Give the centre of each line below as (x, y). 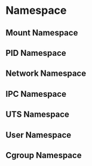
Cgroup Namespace (44, 155)
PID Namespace (36, 53)
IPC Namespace (36, 94)
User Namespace (39, 135)
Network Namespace (46, 74)
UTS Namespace (38, 115)
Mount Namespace (42, 33)
